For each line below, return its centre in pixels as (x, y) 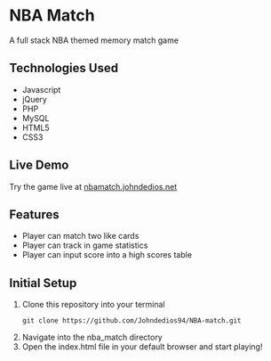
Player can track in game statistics (85, 245)
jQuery (34, 99)
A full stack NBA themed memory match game (94, 40)
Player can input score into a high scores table (107, 255)
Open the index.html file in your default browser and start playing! (142, 347)
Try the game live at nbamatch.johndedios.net (93, 186)
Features (34, 214)
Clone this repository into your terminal (94, 305)
